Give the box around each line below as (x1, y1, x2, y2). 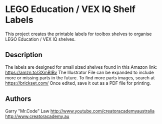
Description (5, 51, 42, 59)
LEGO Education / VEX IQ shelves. (5, 36, 76, 42)
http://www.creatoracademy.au (5, 113, 69, 119)
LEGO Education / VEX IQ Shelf (5, 4, 136, 15)
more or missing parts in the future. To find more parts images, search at (5, 74, 155, 81)
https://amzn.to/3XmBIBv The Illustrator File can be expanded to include (5, 69, 154, 75)
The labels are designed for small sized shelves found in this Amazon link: (5, 64, 157, 70)
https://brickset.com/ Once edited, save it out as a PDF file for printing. (5, 80, 151, 86)
